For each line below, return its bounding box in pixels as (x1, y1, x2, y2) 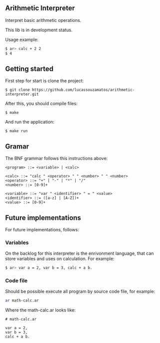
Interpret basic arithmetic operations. (5, 17, 81, 23)
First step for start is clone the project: (5, 78, 84, 84)
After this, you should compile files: (5, 101, 78, 107)
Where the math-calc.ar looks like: (5, 307, 76, 313)
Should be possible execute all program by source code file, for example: (5, 289, 156, 295)
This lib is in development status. (5, 27, 73, 33)
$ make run (5, 129, 28, 134)
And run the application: (5, 119, 55, 125)
